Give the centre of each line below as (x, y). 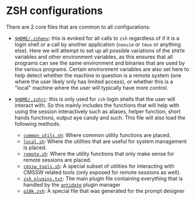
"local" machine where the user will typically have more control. (91, 87)
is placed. (35, 148)
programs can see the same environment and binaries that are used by (100, 63)
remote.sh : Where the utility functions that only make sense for (99, 153)
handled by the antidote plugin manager (72, 184)
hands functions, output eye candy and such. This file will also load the (100, 117)
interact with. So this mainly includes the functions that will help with (97, 105)
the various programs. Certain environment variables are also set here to (102, 69)
